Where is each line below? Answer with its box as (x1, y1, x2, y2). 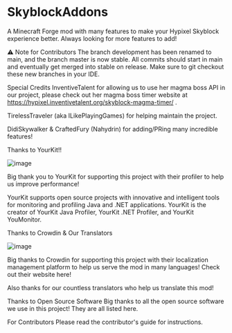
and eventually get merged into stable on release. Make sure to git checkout (7, 62, 224, 71)
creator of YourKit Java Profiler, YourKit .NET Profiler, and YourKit (7, 208, 194, 216)
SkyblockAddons (7, 4, 109, 20)
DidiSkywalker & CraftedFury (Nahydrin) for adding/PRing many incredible (7, 125, 218, 133)
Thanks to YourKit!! (7, 145, 62, 154)
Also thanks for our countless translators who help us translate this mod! (7, 283, 214, 291)
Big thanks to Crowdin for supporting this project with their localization (7, 255, 209, 264)
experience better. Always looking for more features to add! (7, 34, 177, 42)
